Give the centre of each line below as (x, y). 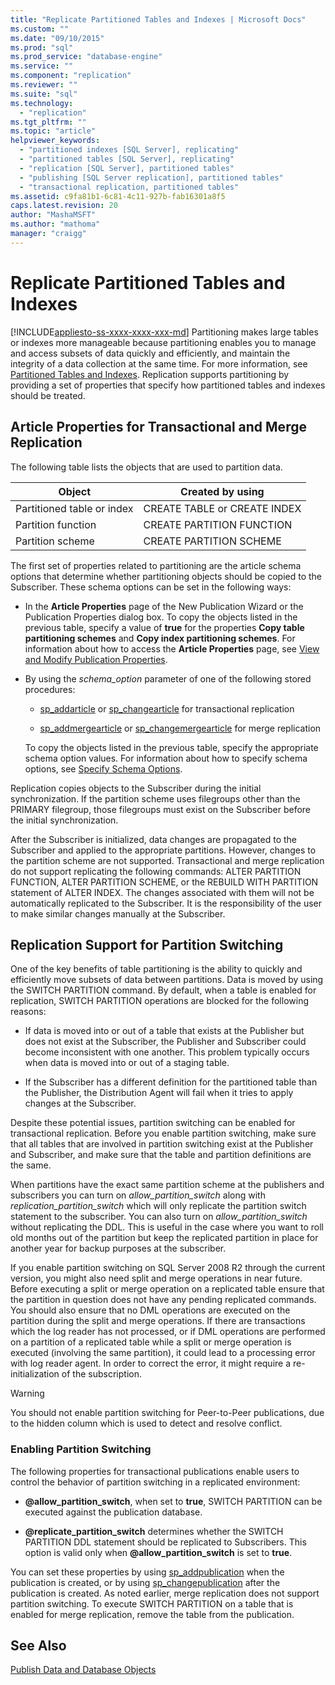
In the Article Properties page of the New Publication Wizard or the (164, 606)
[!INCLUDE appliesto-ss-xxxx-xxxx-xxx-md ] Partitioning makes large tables (164, 332)
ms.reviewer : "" (44, 85)
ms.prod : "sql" (42, 47)
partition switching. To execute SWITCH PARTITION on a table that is (152, 1603)
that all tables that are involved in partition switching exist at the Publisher (162, 1144)
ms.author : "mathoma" (55, 224)
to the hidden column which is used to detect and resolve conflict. (146, 1423)
